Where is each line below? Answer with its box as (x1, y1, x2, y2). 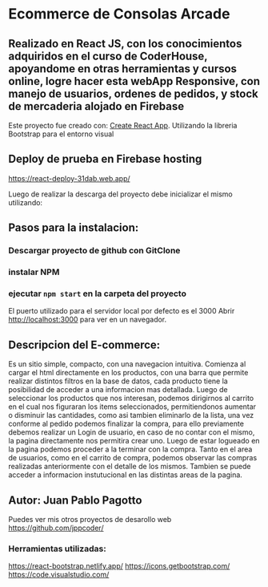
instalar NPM (8, 266, 60, 277)
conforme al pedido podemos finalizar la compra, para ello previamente (8, 419, 244, 429)
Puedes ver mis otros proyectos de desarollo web (8, 514, 172, 524)
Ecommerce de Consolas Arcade (8, 5, 230, 23)
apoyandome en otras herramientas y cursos (8, 62, 238, 75)
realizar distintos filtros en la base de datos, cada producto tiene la (8, 376, 228, 386)
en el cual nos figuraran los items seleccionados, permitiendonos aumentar (8, 402, 257, 411)
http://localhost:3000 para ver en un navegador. (8, 314, 167, 325)
